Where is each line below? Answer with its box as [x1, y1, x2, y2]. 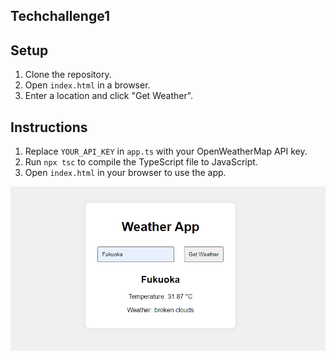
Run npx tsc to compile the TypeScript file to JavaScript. [24, 156, 258, 168]
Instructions [10, 119, 88, 136]
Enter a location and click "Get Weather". [24, 90, 194, 102]
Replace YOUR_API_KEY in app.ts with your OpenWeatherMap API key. [24, 145, 308, 158]
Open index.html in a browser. [24, 79, 151, 91]
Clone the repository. [24, 69, 112, 81]
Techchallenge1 [10, 8, 111, 25]
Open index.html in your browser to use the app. [24, 167, 227, 179]
